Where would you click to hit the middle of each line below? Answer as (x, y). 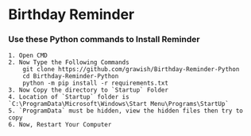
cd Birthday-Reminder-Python (71, 77)
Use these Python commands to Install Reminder (104, 40)
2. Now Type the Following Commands (69, 62)
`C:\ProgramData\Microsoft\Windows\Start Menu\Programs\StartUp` (118, 104)
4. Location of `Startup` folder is (69, 97)
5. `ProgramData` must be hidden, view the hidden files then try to (126, 111)
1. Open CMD (28, 56)
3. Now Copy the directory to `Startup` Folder (89, 90)
